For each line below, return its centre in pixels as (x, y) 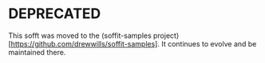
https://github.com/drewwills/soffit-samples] (84, 43)
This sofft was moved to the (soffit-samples (80, 35)
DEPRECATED (55, 14)
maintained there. (37, 52)
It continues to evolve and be (209, 43)
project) (166, 35)
